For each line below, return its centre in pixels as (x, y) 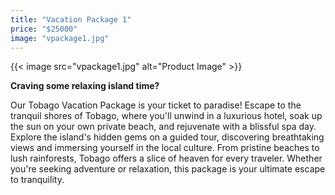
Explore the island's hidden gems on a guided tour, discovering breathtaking (167, 137)
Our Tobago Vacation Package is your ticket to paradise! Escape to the (156, 105)
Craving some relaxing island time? (85, 86)
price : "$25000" (44, 29)
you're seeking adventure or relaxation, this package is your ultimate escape (168, 169)
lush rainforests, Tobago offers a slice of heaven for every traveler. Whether (166, 158)
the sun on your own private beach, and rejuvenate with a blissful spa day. (163, 127)
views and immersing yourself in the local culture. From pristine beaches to (165, 148)
